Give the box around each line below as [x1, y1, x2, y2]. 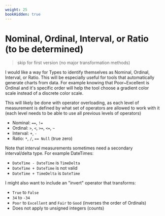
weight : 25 [5, 7, 28, 12]
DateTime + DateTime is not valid [12, 165, 78, 171]
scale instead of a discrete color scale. [5, 90, 84, 96]
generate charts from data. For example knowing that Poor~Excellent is [5, 80, 150, 86]
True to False [12, 189, 39, 195]
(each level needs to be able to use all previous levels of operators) [5, 110, 141, 116]
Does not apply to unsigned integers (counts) [12, 205, 104, 211]
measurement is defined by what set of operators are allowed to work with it [5, 105, 160, 111]
